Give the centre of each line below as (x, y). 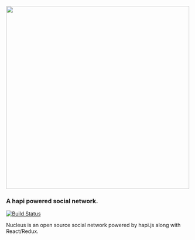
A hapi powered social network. (52, 201)
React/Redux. (23, 231)
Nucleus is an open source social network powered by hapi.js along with (93, 225)
